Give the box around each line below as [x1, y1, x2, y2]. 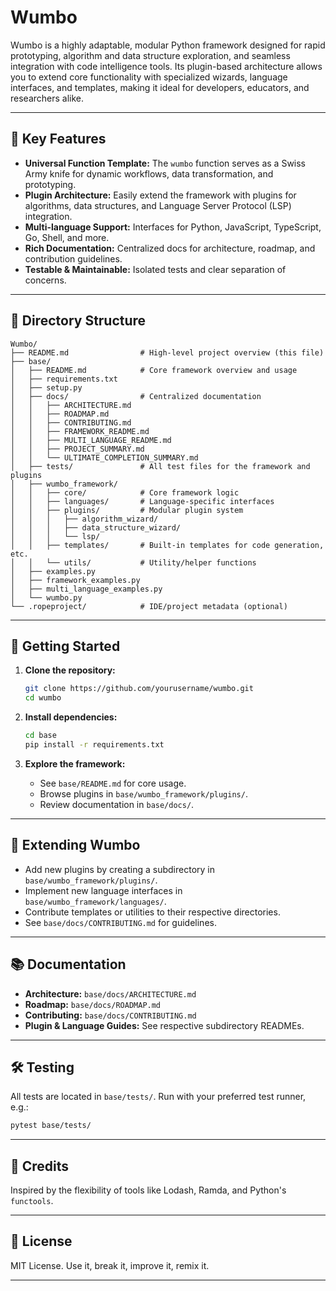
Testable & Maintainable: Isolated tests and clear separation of [24, 263, 287, 275]
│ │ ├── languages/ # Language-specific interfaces [10, 496, 275, 506]
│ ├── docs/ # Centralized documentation [10, 391, 262, 401]
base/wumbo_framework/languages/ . [24, 895, 167, 907]
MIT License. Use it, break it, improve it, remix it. [10, 1259, 210, 1271]
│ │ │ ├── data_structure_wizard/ [10, 522, 182, 533]
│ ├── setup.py [10, 382, 83, 393]
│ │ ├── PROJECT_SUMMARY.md [10, 444, 145, 454]
